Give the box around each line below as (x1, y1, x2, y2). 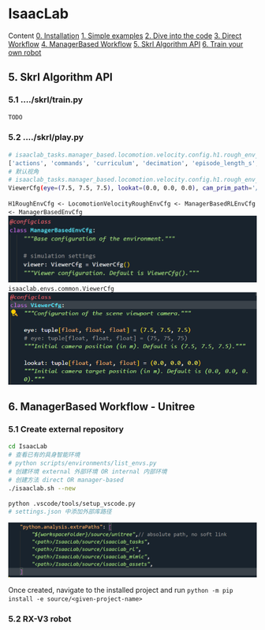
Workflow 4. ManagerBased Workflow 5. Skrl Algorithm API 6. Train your (8, 39, 244, 48)
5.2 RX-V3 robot (8, 613, 72, 624)
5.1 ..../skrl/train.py (8, 94, 84, 105)
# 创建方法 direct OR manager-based (8, 476, 124, 484)
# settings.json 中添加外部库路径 (8, 507, 112, 516)
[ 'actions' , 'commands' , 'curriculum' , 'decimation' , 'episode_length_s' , (8, 159, 259, 167)
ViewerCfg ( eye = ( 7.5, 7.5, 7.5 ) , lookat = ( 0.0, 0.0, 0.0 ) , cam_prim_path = (8, 184, 252, 192)
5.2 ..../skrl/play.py (8, 132, 84, 143)
